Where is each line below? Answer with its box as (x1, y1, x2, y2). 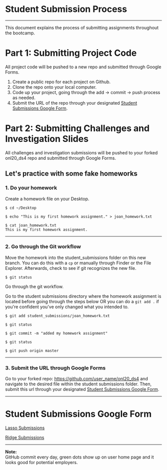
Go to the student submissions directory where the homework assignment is (5, 293, 162, 299)
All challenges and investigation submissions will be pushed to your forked (5, 149, 158, 155)
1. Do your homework (5, 184, 57, 191)
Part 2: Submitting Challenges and (5, 123, 150, 134)
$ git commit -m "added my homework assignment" (5, 331, 108, 336)
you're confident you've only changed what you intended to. (5, 304, 129, 310)
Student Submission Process (5, 3, 127, 15)
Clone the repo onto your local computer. (12, 84, 97, 90)
